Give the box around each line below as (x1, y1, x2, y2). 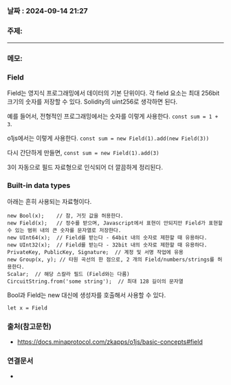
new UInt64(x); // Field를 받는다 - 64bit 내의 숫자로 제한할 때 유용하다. (7, 234, 208, 241)
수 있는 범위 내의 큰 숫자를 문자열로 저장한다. (7, 226, 122, 234)
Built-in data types (7, 180, 71, 190)
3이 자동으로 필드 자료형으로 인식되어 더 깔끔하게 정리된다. (7, 163, 164, 172)
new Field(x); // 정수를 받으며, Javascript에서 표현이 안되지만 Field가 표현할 (7, 220, 223, 226)
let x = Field (7, 304, 48, 312)
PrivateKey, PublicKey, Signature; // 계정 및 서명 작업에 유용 (7, 248, 184, 255)
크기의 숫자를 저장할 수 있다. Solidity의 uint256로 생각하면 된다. (7, 97, 178, 106)
